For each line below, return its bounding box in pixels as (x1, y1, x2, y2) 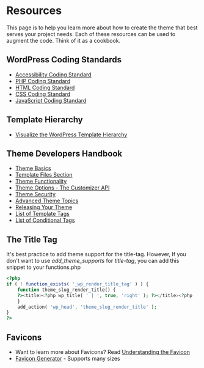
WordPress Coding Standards (6, 54, 122, 65)
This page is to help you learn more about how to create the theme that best (6, 24, 198, 31)
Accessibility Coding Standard (15, 71, 92, 78)
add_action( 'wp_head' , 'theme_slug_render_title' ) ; (17, 304, 157, 310)
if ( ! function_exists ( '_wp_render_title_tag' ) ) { (6, 281, 149, 287)
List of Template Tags (15, 210, 70, 218)
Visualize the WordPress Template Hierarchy (15, 131, 128, 138)
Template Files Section (15, 171, 73, 178)
